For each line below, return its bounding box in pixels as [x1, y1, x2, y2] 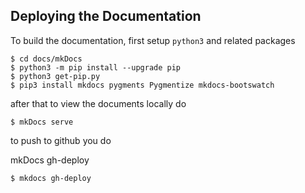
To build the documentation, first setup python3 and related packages [10, 34, 296, 46]
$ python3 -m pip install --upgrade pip [10, 62, 182, 73]
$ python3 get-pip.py [10, 71, 101, 81]
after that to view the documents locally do [10, 97, 187, 109]
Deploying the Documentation [10, 8, 202, 25]
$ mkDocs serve [10, 117, 74, 127]
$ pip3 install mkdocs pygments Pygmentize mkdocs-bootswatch [10, 80, 275, 90]
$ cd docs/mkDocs [10, 54, 83, 64]
